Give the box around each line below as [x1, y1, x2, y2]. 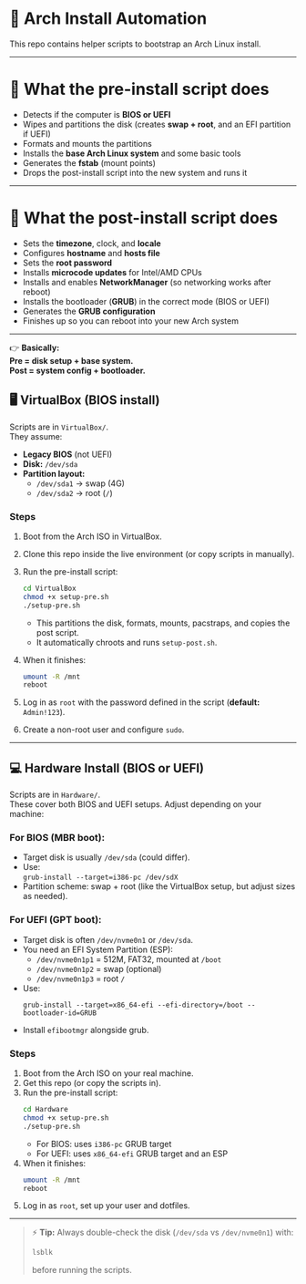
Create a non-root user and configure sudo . [22, 724, 185, 735]
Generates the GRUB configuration [22, 305, 156, 316]
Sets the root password [22, 257, 112, 268]
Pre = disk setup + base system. [9, 355, 134, 366]
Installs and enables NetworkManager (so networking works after [22, 276, 271, 287]
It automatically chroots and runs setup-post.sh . [36, 637, 218, 647]
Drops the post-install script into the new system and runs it [22, 167, 248, 178]
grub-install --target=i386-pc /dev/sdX [22, 873, 178, 883]
